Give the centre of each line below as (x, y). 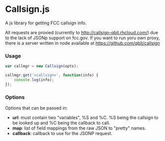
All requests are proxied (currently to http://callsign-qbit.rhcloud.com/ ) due (82, 32)
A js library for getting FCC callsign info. (46, 23)
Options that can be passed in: (36, 108)
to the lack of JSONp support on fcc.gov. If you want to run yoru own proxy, (82, 38)
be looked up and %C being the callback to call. (61, 123)
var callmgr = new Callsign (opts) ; (42, 66)
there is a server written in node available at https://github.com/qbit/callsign (82, 43)
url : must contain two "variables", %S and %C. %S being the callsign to (85, 118)
